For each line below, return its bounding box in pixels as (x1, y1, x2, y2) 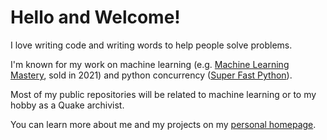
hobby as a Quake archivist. (10, 99, 125, 111)
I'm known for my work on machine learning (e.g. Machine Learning (10, 58, 290, 70)
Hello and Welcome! (10, 6, 181, 29)
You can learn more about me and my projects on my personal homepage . (10, 118, 317, 130)
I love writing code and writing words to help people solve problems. (10, 39, 293, 51)
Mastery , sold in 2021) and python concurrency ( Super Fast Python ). (10, 69, 293, 81)
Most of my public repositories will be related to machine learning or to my (10, 88, 317, 100)
